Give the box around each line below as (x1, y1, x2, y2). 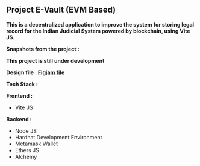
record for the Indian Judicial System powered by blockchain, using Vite (6, 27, 191, 34)
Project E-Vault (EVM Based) (6, 5, 116, 15)
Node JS (14, 127, 37, 135)
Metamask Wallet (14, 140, 58, 147)
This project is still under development (6, 57, 105, 64)
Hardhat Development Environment (14, 133, 102, 141)
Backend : (6, 115, 32, 123)
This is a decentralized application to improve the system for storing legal (6, 21, 195, 28)
